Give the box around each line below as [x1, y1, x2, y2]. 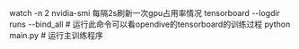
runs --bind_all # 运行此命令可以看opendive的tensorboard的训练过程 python [9, 19, 291, 29]
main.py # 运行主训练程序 [9, 30, 103, 40]
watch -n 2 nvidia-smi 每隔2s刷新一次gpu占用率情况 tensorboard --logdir [9, 8, 281, 18]
